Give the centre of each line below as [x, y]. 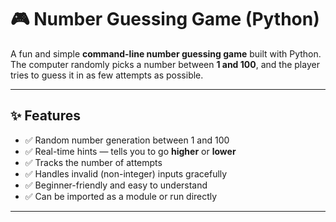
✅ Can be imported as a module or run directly [121, 196]
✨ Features [45, 116]
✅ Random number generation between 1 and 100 [127, 140]
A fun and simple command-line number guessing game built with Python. [166, 53]
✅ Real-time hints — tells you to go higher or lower [130, 151]
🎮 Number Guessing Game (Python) [165, 19]
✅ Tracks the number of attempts [93, 162]
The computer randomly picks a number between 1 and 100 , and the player [165, 64]
